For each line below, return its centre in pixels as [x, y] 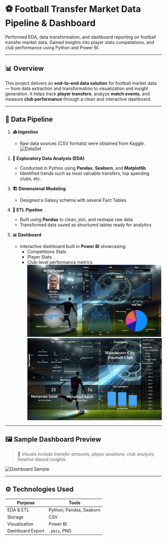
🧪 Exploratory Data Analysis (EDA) [48, 158]
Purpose [26, 503]
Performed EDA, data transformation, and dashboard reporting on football [81, 37]
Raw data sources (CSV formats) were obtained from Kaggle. [82, 143]
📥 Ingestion [25, 132]
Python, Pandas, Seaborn [75, 510]
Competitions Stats [47, 252]
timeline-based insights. [42, 459]
